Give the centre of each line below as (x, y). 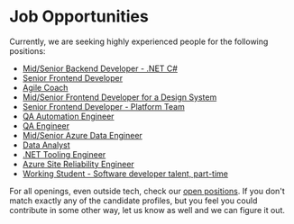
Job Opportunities (79, 17)
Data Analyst (46, 145)
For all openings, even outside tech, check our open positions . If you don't (147, 191)
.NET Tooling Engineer (64, 154)
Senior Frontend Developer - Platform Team (103, 106)
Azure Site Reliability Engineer (78, 164)
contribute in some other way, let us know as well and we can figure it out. (147, 210)
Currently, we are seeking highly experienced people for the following (139, 41)
